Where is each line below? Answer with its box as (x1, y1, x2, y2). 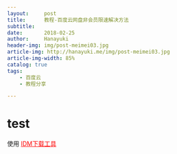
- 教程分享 (19, 80, 47, 87)
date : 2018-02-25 (7, 29, 75, 36)
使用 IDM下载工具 (7, 140, 57, 148)
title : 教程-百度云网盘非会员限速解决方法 (7, 16, 129, 23)
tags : (7, 67, 23, 74)
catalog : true (7, 61, 48, 68)
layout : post (7, 10, 57, 17)
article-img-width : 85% (7, 55, 75, 62)
